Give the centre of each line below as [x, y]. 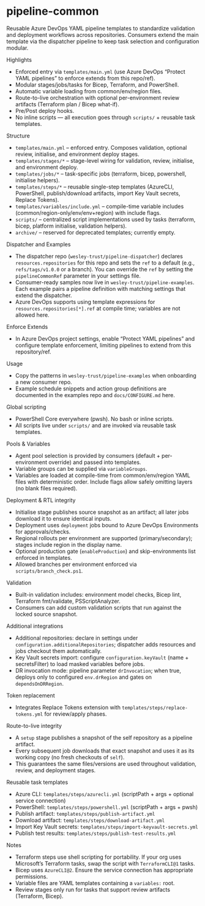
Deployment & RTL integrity [41, 500]
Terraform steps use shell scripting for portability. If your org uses [98, 857]
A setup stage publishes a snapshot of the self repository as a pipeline [104, 737]
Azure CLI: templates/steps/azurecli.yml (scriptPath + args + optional [104, 794]
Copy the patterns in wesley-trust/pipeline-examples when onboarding [106, 375]
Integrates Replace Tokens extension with [68, 707]
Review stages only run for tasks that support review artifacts [92, 889]
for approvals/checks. [43, 532]
